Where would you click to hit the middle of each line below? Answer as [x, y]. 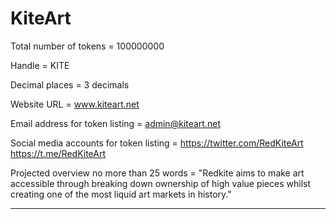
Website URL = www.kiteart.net [75, 104]
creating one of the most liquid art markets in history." [121, 194]
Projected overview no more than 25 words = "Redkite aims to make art [157, 173]
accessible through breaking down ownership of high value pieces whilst [161, 183]
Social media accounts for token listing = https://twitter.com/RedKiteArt [157, 143]
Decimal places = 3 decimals [70, 84]
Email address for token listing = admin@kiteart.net [115, 123]
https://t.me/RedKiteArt [58, 153]
